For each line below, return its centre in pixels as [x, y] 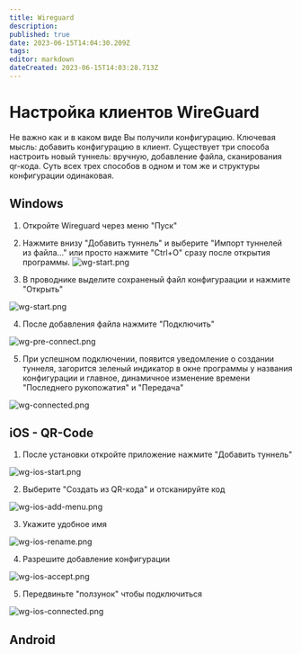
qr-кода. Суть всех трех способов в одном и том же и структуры [135, 166]
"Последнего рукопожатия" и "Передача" [103, 387]
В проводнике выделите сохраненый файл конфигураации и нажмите [156, 279]
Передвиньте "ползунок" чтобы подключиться [112, 594]
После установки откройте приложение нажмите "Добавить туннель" [157, 454]
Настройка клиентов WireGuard [135, 112]
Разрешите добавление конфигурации [96, 560]
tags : [19, 51]
